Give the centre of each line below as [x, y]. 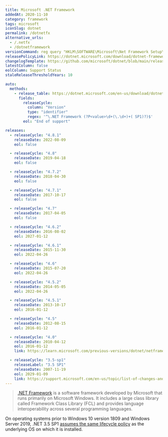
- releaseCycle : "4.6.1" [35, 245]
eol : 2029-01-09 [31, 374]
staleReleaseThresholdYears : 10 [39, 75]
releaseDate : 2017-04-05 [40, 213]
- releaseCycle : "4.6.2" [35, 227]
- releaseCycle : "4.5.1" [35, 300]
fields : [26, 98]
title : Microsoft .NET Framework [40, 10]
